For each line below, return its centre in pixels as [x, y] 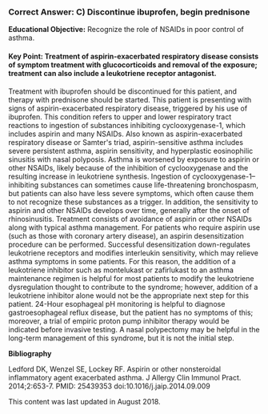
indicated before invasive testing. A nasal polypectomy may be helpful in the [134, 329]
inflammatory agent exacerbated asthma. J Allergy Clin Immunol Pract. [125, 377]
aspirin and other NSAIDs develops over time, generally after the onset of [129, 210]
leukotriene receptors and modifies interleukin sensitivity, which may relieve [133, 253]
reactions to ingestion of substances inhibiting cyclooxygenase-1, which [127, 125]
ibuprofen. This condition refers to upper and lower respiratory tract [120, 117]
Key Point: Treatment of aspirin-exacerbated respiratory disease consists [134, 56]
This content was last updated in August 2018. [85, 401]
